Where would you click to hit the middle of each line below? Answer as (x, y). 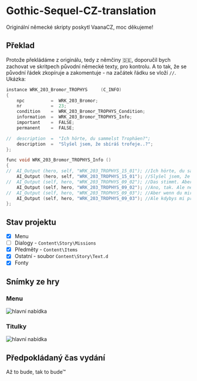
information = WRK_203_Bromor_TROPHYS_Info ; (74, 117)
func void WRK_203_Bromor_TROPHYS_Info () (59, 160)
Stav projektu (31, 222)
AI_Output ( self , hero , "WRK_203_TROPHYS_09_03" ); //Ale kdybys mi (101, 198)
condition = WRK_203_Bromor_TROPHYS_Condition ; (81, 112)
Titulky (16, 326)
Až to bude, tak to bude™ (36, 372)
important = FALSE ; (46, 122)
